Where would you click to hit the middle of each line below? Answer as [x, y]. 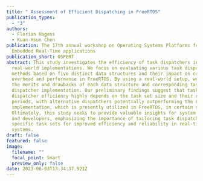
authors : [17, 29]
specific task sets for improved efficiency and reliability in [94, 124]
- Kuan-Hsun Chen [34, 40]
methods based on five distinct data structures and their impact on [101, 74]
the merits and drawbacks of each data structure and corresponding [100, 85]
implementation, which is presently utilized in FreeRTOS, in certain [102, 107]
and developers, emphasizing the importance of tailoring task [93, 118]
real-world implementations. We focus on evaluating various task [97, 68]
